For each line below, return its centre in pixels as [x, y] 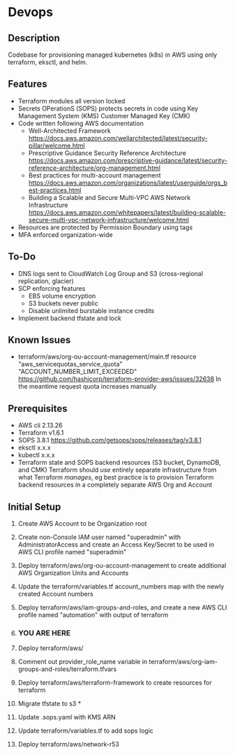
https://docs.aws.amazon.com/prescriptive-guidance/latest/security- [128, 160]
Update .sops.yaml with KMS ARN [67, 717]
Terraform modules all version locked [71, 101]
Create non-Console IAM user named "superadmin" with [99, 537]
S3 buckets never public [63, 303]
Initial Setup [35, 506]
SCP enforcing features [52, 288]
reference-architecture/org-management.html [94, 168]
